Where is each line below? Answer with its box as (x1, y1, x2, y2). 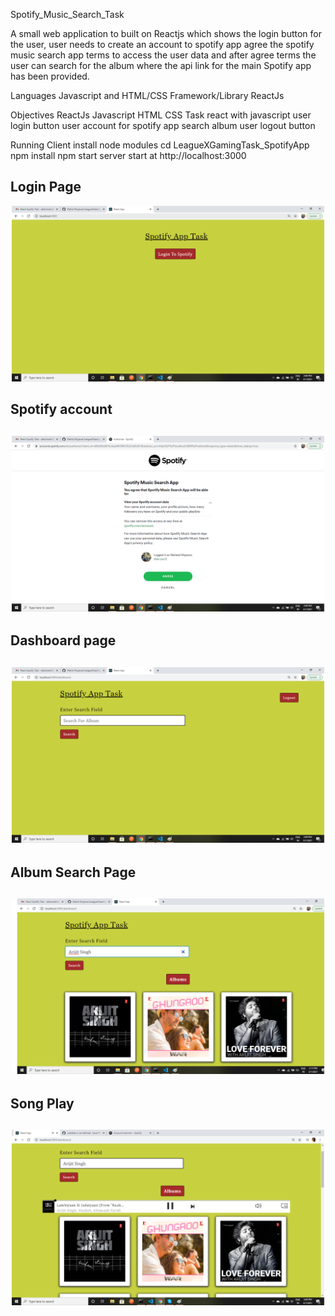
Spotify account (10, 401, 113, 418)
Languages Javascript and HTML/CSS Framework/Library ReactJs (10, 90, 285, 101)
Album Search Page (10, 864, 137, 881)
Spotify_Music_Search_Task (10, 9, 125, 20)
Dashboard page (10, 632, 117, 649)
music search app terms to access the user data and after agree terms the (10, 49, 317, 61)
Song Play (10, 1095, 75, 1112)
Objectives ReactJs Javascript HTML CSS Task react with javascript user (10, 109, 312, 121)
